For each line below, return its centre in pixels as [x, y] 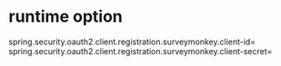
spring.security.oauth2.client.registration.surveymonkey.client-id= [132, 42]
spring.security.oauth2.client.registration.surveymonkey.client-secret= [140, 51]
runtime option [66, 17]
